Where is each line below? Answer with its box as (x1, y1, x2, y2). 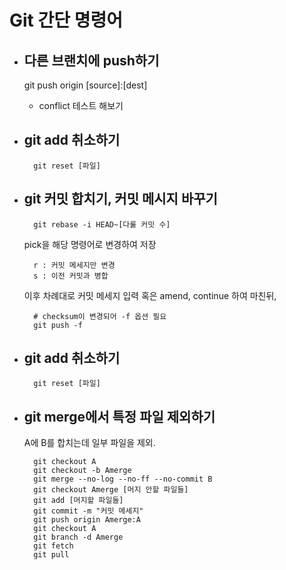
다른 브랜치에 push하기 (23, 52, 160, 69)
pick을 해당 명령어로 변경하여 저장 (23, 238, 157, 250)
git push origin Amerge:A (33, 515, 141, 525)
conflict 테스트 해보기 (38, 100, 124, 111)
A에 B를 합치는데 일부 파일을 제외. (23, 437, 156, 449)
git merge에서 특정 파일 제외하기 (23, 408, 216, 425)
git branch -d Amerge (33, 532, 124, 543)
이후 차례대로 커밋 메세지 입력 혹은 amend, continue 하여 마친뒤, (23, 289, 277, 301)
